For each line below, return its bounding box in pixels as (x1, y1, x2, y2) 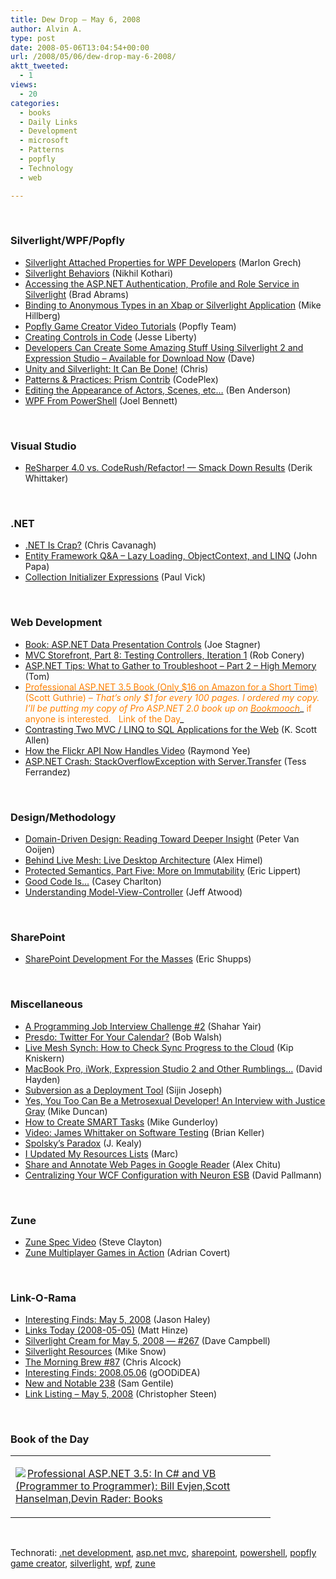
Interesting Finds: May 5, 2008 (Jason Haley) (24, 1314, 211, 1326)
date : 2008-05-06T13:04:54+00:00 (10, 42, 150, 53)
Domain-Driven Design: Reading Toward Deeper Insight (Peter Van (24, 832, 300, 845)
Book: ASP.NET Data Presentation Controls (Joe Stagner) (24, 638, 262, 650)
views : (10, 80, 38, 90)
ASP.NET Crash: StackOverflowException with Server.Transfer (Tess (24, 755, 307, 767)
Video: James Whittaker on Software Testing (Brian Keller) (24, 1126, 265, 1138)
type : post (10, 33, 56, 43)
